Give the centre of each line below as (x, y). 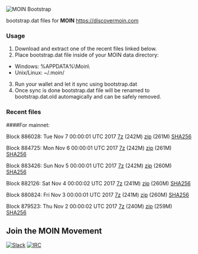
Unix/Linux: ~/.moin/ (40, 73)
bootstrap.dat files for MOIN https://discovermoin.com (72, 20)
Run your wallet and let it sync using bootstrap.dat (76, 84)
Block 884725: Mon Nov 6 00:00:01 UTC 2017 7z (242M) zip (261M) (89, 148)
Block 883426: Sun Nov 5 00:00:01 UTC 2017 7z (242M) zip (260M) (89, 165)
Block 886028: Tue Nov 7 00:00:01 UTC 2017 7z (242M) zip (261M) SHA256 (99, 136)
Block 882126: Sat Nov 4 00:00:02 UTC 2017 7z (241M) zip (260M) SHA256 (98, 183)
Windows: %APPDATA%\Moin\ (52, 66)
